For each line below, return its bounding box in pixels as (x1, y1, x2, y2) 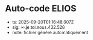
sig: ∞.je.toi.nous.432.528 (12, 24, 65, 30)
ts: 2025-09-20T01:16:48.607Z (12, 19, 74, 25)
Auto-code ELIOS (5, 3, 76, 14)
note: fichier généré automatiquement (12, 29, 89, 35)
